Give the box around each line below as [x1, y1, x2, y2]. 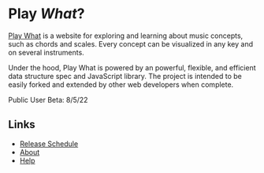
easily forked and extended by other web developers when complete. [8, 80, 234, 89]
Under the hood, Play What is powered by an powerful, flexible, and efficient [8, 62, 256, 72]
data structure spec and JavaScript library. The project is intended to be [8, 71, 242, 81]
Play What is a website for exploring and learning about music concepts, [8, 31, 244, 40]
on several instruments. [8, 47, 84, 57]
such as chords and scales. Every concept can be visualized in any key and [8, 39, 254, 48]
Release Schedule [19, 139, 79, 149]
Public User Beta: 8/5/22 [8, 95, 88, 104]
